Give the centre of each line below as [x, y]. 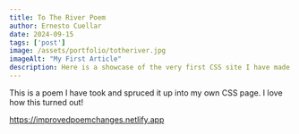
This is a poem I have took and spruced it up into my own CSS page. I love [146, 92]
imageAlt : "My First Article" [66, 59]
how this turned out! [46, 102]
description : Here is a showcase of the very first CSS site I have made [150, 68]
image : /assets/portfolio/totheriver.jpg [88, 51]
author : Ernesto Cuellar [56, 26]
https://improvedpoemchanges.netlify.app [87, 119]
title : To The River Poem [57, 17]
